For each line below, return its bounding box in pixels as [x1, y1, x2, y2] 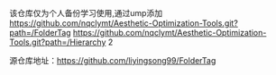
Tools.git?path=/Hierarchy [9, 37, 106, 47]
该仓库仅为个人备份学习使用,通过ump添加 [9, 8, 163, 18]
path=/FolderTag [9, 28, 71, 37]
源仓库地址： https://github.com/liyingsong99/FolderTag [9, 55, 216, 65]
